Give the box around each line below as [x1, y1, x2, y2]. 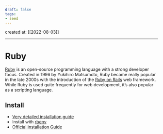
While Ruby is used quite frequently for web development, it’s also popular [5, 82, 154, 88]
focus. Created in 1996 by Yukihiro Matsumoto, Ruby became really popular [5, 72, 156, 78]
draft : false [5, 7, 32, 12]
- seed [5, 16, 18, 21]
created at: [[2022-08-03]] [5, 29, 59, 35]
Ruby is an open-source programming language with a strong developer [5, 67, 149, 72]
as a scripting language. [5, 87, 53, 93]
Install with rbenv [12, 119, 47, 125]
